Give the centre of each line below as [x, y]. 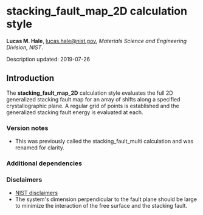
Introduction [30, 78]
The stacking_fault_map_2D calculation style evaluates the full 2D [90, 93]
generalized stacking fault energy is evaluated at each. [75, 112]
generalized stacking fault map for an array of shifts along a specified [93, 99]
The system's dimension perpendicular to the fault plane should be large [106, 199]
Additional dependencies [44, 163]
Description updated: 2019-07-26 [48, 59]
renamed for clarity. [40, 148]
